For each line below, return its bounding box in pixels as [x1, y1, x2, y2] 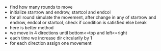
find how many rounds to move [9, 4, 73, 10]
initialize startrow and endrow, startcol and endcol [9, 9, 111, 15]
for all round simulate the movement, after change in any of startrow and [9, 15, 157, 20]
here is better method [9, 25, 54, 31]
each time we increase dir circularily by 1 [9, 35, 92, 41]
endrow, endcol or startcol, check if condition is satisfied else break [9, 19, 147, 25]
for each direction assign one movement [9, 40, 92, 46]
